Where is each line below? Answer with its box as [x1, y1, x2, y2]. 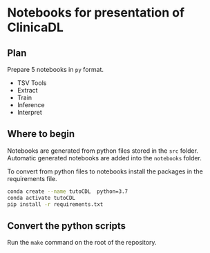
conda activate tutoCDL [7, 194, 76, 201]
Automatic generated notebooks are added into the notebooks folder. [7, 153, 202, 162]
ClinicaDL [7, 19, 64, 35]
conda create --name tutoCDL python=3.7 [7, 188, 128, 195]
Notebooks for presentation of [7, 5, 185, 21]
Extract [17, 86, 38, 94]
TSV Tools [17, 79, 47, 87]
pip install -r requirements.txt [7, 200, 104, 208]
